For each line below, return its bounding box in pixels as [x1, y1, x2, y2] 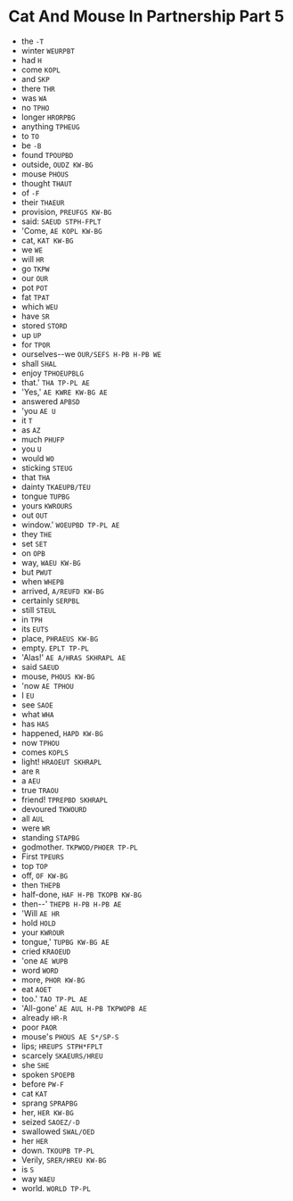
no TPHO [20, 102, 50, 112]
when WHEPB [20, 576, 64, 586]
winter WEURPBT [20, 45, 75, 55]
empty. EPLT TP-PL [20, 642, 90, 653]
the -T [20, 36, 45, 46]
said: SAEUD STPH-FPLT [20, 216, 102, 227]
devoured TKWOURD [20, 803, 87, 814]
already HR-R [20, 1012, 68, 1023]
